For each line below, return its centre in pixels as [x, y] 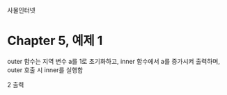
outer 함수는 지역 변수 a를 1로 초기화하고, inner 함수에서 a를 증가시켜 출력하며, [114, 61]
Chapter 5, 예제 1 [55, 41]
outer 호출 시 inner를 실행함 [45, 70]
